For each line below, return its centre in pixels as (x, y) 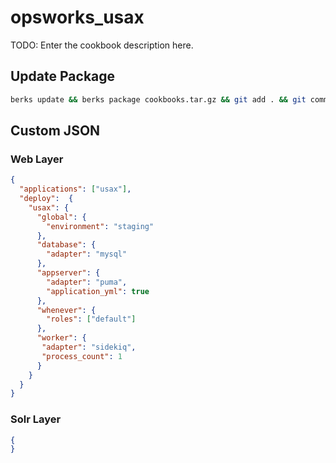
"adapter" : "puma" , (87, 282)
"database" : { (66, 245)
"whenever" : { (66, 310)
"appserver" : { (68, 273)
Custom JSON (55, 131)
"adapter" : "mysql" (87, 254)
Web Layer (37, 159)
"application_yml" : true (98, 291)
